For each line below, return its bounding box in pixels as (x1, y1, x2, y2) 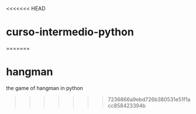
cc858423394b (108, 102, 146, 109)
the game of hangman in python (6, 84, 84, 91)
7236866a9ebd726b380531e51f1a (108, 96, 191, 103)
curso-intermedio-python (6, 26, 135, 39)
